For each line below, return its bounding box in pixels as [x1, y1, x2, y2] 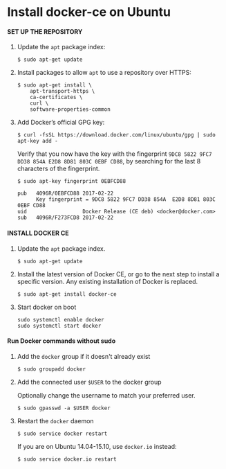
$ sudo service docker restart [17, 430, 108, 437]
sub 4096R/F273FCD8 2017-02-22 [17, 214, 114, 222]
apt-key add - [17, 138, 58, 145]
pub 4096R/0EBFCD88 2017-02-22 [17, 190, 114, 197]
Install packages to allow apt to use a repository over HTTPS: [17, 69, 191, 77]
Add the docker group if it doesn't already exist [17, 352, 151, 360]
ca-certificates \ [30, 94, 83, 101]
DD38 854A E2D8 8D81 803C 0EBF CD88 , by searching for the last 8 [17, 157, 201, 166]
